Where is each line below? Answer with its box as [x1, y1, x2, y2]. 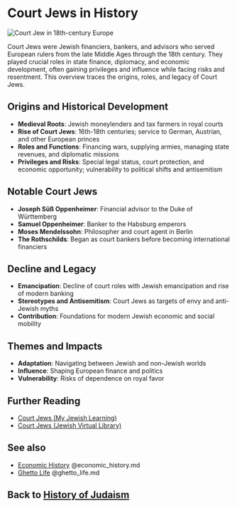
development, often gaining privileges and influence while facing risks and [7, 65, 225, 73]
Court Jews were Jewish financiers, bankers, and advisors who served [7, 42, 215, 51]
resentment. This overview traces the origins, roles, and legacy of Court [7, 73, 218, 81]
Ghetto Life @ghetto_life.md [17, 468, 100, 477]
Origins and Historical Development [7, 101, 169, 113]
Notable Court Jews [7, 186, 98, 198]
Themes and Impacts [7, 340, 103, 352]
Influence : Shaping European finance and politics [17, 366, 163, 375]
